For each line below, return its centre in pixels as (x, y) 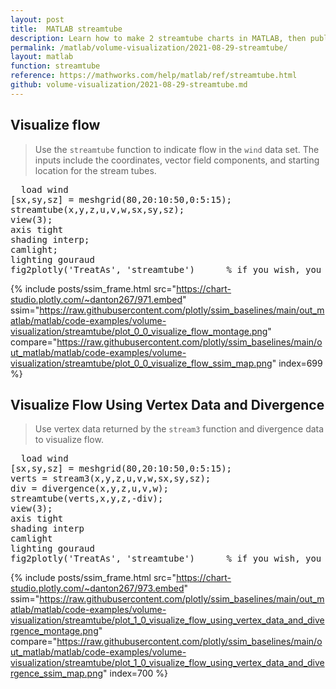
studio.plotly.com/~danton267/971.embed (96, 299)
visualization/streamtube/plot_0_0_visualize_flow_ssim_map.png (141, 363)
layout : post (37, 19)
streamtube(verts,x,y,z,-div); (87, 499)
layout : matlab (42, 57)
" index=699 (297, 363)
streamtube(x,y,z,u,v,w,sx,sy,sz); (97, 209)
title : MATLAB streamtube (66, 29)
